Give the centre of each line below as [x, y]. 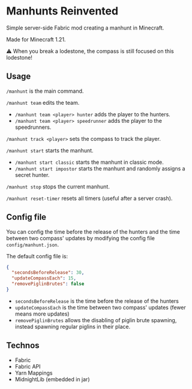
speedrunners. [33, 127]
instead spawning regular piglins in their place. [73, 326]
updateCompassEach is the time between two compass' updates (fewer [100, 307]
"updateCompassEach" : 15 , [44, 278]
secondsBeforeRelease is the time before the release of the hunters [97, 301]
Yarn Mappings [34, 373]
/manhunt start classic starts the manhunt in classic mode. [89, 162]
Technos [23, 345]
